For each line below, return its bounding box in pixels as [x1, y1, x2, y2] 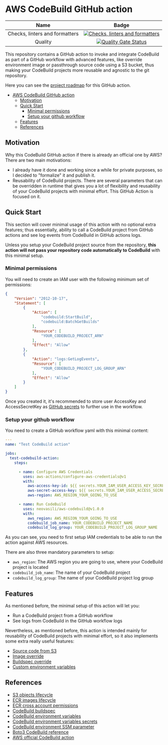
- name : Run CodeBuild [18, 502, 66, 507]
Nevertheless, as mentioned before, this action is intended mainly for [5, 628, 147, 634]
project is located [12, 564, 48, 570]
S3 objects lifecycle [12, 691, 53, 698]
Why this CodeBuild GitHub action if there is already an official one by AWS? [5, 152, 162, 158]
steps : [14, 460, 28, 465]
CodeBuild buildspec [12, 707, 56, 713]
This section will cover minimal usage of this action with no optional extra [5, 221, 156, 227]
